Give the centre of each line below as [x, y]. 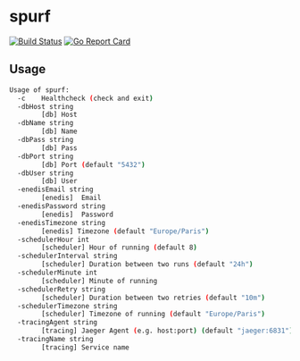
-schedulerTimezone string [67, 306]
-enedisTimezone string [61, 222]
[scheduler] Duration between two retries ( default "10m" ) [154, 298]
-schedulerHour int [54, 239]
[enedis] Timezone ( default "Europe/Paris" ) [125, 231]
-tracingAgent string [58, 323]
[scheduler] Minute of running [100, 281]
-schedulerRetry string [61, 289]
